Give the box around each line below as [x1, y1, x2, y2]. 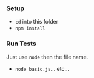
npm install [15, 25, 45, 31]
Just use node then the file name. [6, 53, 89, 60]
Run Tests [6, 39, 36, 48]
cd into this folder [15, 18, 59, 25]
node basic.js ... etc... [15, 65, 70, 72]
